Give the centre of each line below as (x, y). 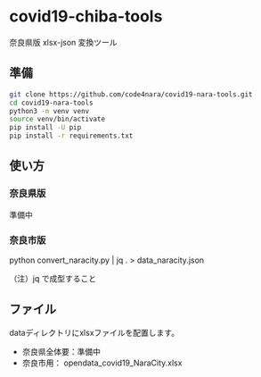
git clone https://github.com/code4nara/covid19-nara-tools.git (131, 94)
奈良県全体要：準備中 (61, 351)
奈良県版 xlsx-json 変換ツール (63, 42)
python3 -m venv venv (49, 111)
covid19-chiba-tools (86, 17)
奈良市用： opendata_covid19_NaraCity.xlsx (102, 363)
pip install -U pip (45, 128)
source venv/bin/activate (57, 119)
